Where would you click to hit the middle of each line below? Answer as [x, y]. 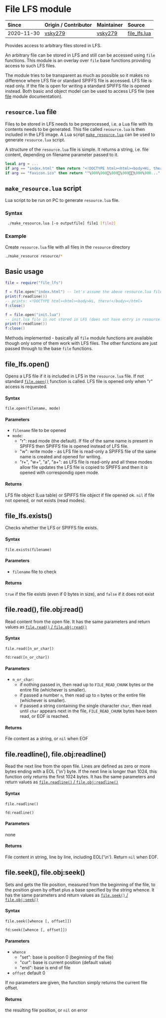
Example [16, 236]
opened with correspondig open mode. [60, 473]
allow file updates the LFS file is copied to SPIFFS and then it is [84, 467]
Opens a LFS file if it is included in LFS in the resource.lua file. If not [75, 376]
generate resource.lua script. [35, 139]
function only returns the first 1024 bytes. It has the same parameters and [80, 777]
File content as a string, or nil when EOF [47, 739]
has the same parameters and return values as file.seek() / [67, 895]
